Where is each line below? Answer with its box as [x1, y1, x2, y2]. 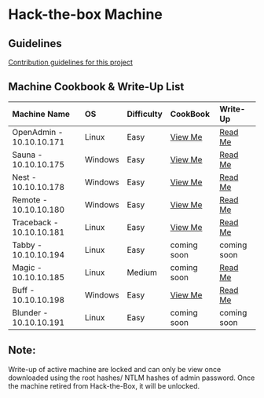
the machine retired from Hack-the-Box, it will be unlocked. [8, 381, 200, 390]
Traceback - [12, 217, 59, 228]
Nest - [12, 171, 37, 182]
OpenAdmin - [12, 126, 64, 137]
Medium [126, 267, 157, 278]
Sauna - [12, 149, 43, 160]
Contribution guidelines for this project [8, 57, 134, 67]
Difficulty [126, 108, 163, 119]
